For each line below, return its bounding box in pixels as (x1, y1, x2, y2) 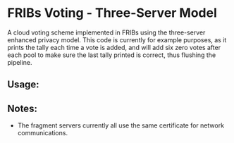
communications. (17, 129, 68, 137)
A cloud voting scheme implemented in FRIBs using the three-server (7, 28, 206, 37)
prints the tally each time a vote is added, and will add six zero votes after (7, 43, 221, 51)
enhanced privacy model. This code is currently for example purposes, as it (7, 35, 227, 44)
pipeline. (7, 58, 32, 66)
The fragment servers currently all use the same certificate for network (17, 121, 224, 130)
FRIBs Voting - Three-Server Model (7, 5, 217, 21)
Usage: (7, 79, 40, 91)
